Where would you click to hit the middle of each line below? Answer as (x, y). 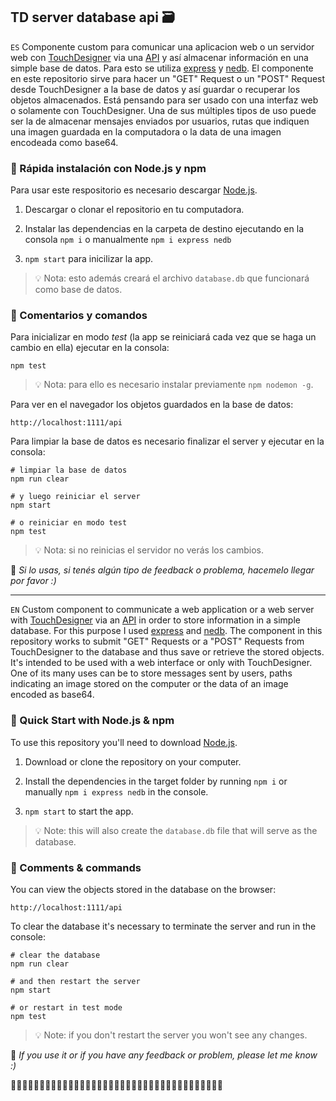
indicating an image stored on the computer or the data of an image (149, 684)
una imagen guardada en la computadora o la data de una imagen (146, 131)
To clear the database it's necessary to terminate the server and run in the (163, 926)
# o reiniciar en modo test (69, 523)
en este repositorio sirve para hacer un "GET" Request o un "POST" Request (168, 78)
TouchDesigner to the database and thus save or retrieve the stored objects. (167, 652)
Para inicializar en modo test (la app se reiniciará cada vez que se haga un (163, 337)
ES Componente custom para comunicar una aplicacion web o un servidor (162, 46)
